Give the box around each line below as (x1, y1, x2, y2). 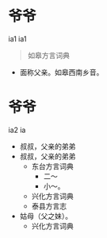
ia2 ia (8, 125, 26, 135)
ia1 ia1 (8, 33, 27, 44)
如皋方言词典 (27, 50, 70, 60)
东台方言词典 (31, 161, 74, 171)
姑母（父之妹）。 (19, 211, 73, 220)
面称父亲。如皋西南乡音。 (19, 67, 104, 76)
